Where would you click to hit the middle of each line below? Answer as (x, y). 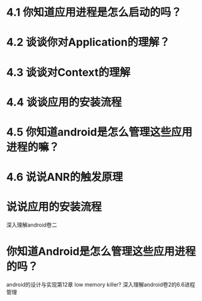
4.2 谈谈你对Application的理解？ (88, 42)
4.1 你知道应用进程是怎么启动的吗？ (94, 12)
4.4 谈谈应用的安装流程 (64, 102)
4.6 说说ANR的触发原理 (64, 177)
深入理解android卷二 (32, 225)
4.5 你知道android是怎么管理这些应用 (99, 132)
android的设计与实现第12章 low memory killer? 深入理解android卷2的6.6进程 (101, 284)
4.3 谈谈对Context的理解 (68, 72)
